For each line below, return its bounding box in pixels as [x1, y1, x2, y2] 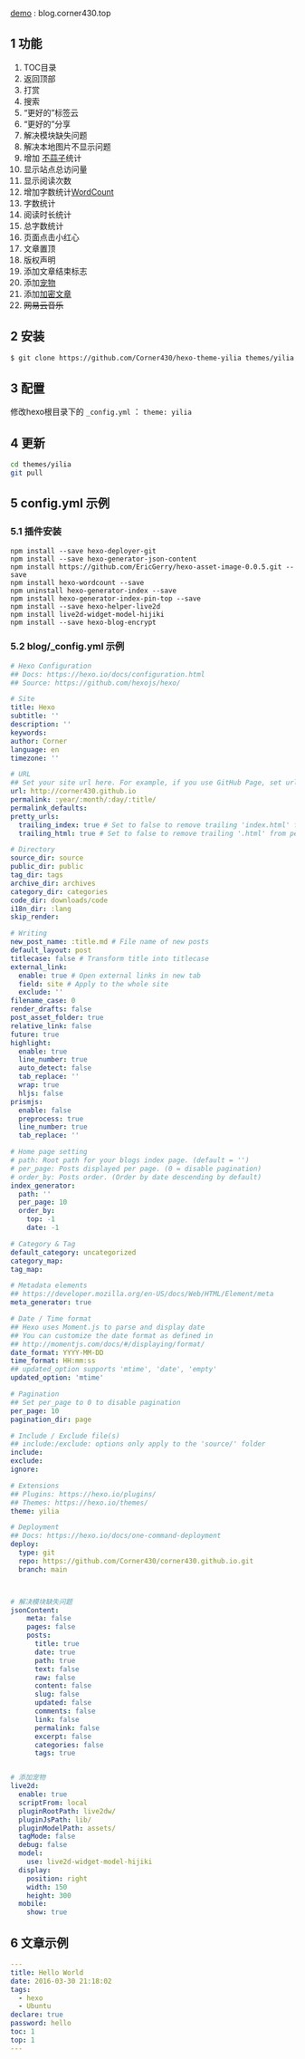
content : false [33, 1681, 92, 1690]
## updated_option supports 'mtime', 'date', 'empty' [10, 1365, 218, 1374]
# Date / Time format [10, 1314, 92, 1323]
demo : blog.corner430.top [10, 8, 111, 18]
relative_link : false [10, 1021, 92, 1031]
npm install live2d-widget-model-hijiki [10, 610, 166, 619]
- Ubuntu [18, 2002, 52, 2011]
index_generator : [10, 1181, 76, 1190]
